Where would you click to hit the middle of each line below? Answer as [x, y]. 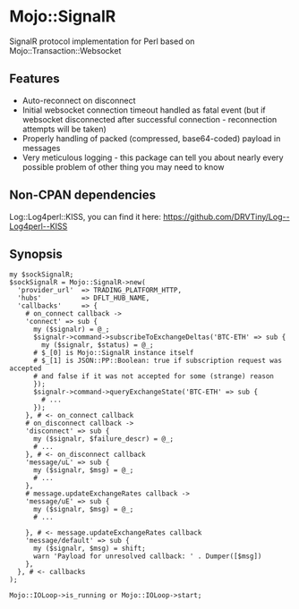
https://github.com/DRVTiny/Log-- [226, 216]
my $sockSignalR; [42, 275]
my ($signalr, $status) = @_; [98, 345]
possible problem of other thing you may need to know [123, 166]
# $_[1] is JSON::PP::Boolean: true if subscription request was [157, 361]
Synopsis [36, 254]
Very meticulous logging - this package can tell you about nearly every [153, 157]
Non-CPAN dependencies [83, 195]
